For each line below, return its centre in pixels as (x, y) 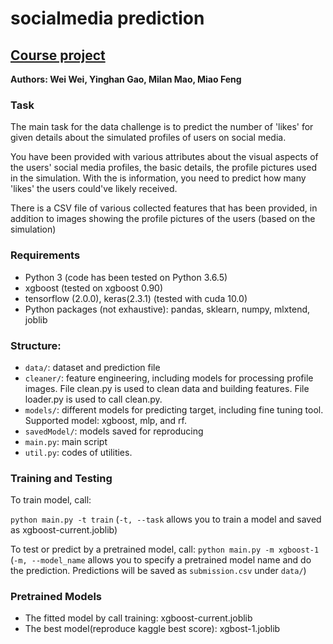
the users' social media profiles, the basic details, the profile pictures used (164, 168)
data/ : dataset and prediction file (92, 367)
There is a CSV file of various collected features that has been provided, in (164, 208)
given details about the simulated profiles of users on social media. (148, 138)
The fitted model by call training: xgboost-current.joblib (138, 618)
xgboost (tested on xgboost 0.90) (94, 288)
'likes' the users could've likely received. (94, 189)
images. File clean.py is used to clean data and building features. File (167, 388)
